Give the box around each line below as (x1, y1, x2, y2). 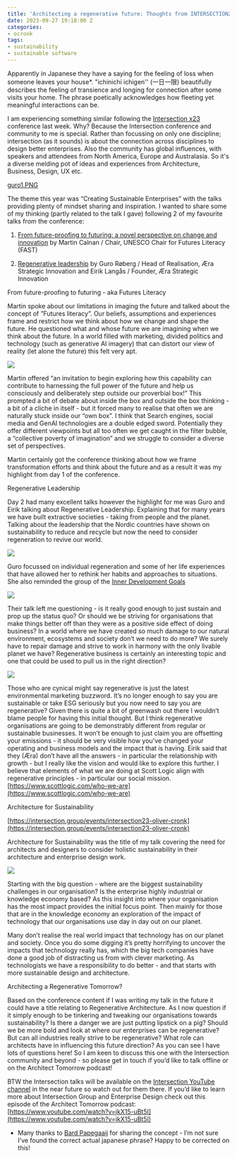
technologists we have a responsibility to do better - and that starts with (7, 961, 217, 969)
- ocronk (7, 30, 33, 37)
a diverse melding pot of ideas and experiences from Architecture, (7, 159, 200, 168)
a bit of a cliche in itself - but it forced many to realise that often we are (7, 404, 214, 412)
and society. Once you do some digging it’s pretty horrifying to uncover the (7, 938, 226, 946)
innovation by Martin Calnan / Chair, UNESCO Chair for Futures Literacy (17, 238, 226, 246)
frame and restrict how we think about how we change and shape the (7, 316, 209, 325)
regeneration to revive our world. (7, 535, 103, 543)
